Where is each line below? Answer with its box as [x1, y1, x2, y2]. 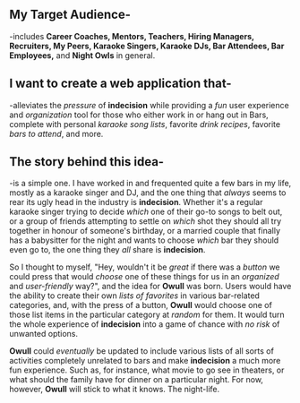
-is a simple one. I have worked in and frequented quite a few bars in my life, [9, 178, 292, 189]
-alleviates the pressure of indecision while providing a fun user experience [9, 99, 289, 110]
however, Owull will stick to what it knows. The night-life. [9, 384, 220, 395]
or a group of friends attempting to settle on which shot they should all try [9, 216, 282, 227]
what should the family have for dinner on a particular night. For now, [9, 374, 264, 385]
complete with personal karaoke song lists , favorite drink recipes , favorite [9, 118, 280, 129]
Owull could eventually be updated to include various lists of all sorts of [9, 346, 275, 356]
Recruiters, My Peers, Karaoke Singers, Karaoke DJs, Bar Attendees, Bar [9, 40, 285, 51]
